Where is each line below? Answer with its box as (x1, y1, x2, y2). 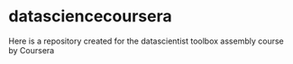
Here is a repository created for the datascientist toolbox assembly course (8, 36, 285, 46)
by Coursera (8, 44, 55, 55)
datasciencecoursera (8, 6, 172, 27)
